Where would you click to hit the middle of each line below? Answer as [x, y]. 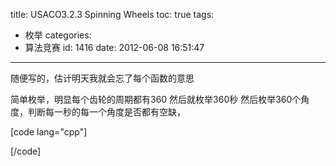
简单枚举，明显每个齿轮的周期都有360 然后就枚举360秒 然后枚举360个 [156, 99]
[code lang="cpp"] [49, 132]
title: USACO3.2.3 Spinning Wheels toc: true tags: [112, 14]
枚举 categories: [58, 35]
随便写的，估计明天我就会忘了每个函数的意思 [102, 78]
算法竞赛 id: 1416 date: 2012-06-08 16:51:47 [114, 47]
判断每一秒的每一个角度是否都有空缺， [106, 112]
